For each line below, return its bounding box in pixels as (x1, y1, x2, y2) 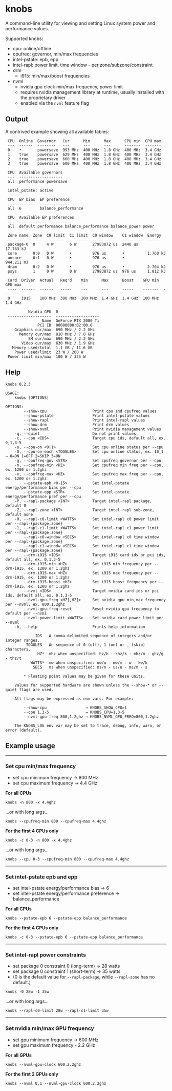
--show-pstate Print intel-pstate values (24, 413, 150, 418)
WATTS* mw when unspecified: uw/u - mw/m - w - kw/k (30, 660, 147, 665)
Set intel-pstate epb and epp (5, 873, 78, 881)
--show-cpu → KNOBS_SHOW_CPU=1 (24, 705, 127, 710)
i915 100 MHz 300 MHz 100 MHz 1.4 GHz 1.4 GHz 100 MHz (21, 296, 159, 301)
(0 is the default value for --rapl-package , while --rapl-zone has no (12, 974, 155, 980)
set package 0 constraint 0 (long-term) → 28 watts (12, 963, 120, 969)
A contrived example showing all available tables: (5, 128, 109, 135)
